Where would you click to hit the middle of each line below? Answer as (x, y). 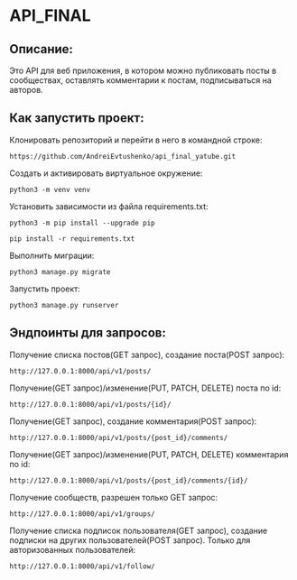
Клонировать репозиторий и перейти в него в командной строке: (136, 140)
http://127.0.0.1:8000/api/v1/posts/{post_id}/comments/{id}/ (129, 480)
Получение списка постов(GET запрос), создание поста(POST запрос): (147, 354)
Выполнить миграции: (52, 255)
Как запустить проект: (77, 118)
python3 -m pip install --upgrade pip (82, 223)
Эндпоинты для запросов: (88, 333)
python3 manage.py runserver (64, 305)
